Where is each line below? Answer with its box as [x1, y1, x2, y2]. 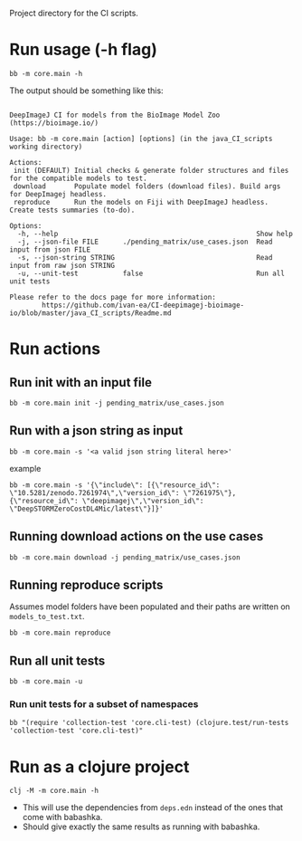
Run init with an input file [9, 375, 152, 390]
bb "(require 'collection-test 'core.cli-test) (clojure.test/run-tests [9, 719, 289, 728]
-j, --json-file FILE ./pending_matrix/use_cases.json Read [17, 237, 273, 246]
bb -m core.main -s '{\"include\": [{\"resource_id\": [9, 480, 221, 490]
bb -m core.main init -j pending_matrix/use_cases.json [9, 398, 224, 407]
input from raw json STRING [9, 261, 116, 270]
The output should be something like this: [9, 85, 165, 96]
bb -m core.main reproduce [9, 628, 111, 637]
